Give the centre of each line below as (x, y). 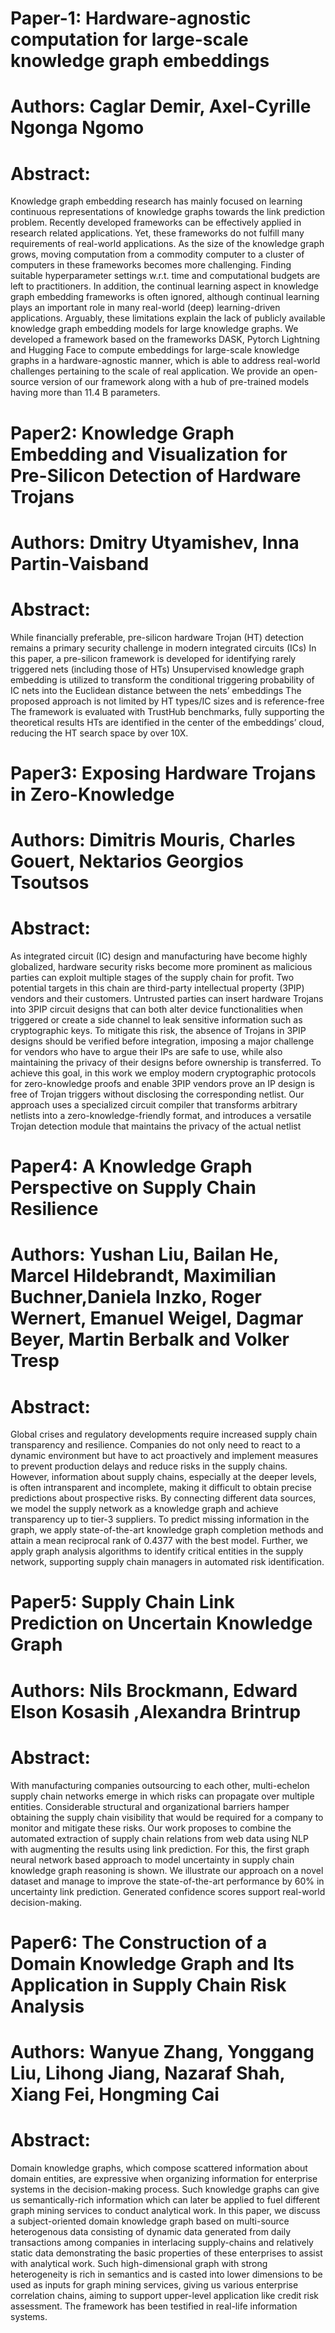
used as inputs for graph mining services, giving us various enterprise (154, 2284)
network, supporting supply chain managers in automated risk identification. (167, 1562)
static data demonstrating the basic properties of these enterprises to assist (166, 2253)
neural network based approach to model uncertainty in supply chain (152, 1859)
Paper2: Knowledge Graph (122, 433)
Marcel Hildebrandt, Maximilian (143, 1276)
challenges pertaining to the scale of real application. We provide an (151, 371)
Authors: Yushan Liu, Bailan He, (144, 1254)
